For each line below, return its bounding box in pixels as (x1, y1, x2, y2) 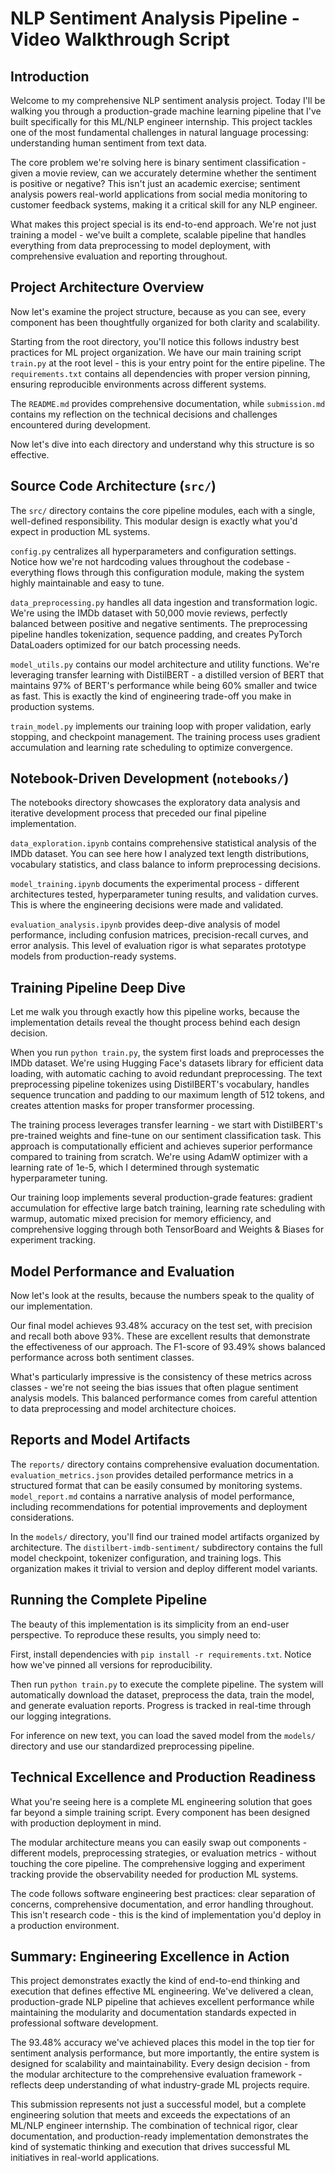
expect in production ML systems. (10, 525, 151, 537)
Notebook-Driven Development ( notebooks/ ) (10, 770, 290, 787)
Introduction (10, 68, 90, 85)
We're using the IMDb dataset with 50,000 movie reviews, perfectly (10, 607, 288, 619)
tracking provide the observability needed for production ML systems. (10, 1868, 299, 1880)
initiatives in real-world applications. (10, 2152, 160, 2164)
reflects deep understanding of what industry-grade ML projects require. (10, 2079, 310, 2091)
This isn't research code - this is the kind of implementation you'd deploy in (10, 1908, 322, 1921)
